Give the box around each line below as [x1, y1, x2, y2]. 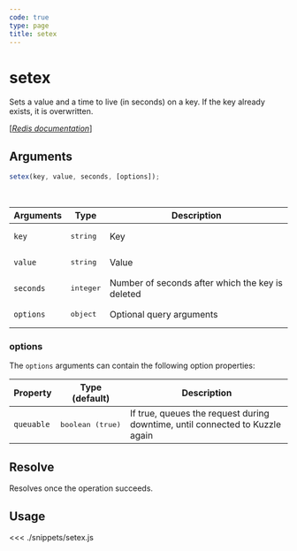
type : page [9, 21, 49, 30]
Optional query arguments [109, 308, 218, 320]
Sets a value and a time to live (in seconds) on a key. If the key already [9, 96, 265, 107]
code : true [9, 12, 49, 22]
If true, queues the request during [129, 408, 270, 420]
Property [13, 386, 52, 399]
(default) [72, 393, 110, 405]
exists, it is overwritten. [9, 106, 94, 117]
